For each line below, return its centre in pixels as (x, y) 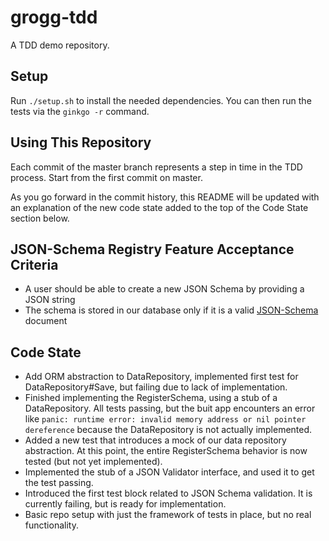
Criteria (34, 264)
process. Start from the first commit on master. (106, 177)
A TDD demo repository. (60, 45)
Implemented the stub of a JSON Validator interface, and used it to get (169, 472)
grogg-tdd (54, 17)
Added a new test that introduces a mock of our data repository (155, 440)
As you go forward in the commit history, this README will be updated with (165, 197)
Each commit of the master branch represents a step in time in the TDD (156, 167)
